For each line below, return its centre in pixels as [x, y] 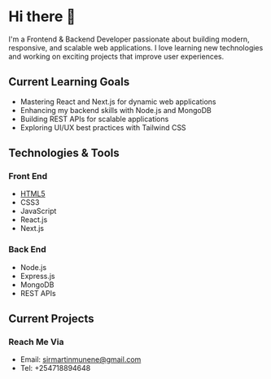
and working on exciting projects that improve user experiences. [116, 56]
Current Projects [51, 319]
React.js [34, 220]
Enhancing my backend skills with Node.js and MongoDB [116, 110]
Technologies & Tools [64, 153]
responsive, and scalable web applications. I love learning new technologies [136, 47]
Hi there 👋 [42, 17]
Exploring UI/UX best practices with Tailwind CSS [103, 127]
